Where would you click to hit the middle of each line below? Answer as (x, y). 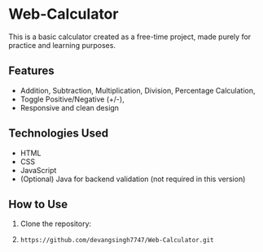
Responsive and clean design (70, 107)
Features (31, 71)
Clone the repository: (56, 224)
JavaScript (38, 170)
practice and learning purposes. (62, 45)
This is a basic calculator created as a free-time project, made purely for (130, 37)
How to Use (38, 204)
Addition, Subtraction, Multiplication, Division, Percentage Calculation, (138, 90)
